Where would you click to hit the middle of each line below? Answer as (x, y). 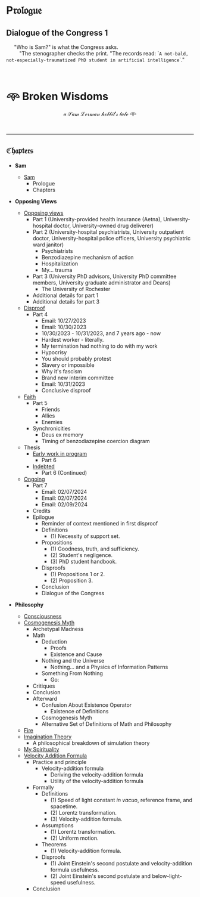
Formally (43, 787)
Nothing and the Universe (73, 660)
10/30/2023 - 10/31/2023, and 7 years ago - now (101, 333)
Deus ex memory (62, 434)
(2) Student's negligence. (82, 555)
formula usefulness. (75, 870)
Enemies (52, 422)
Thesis (32, 447)
